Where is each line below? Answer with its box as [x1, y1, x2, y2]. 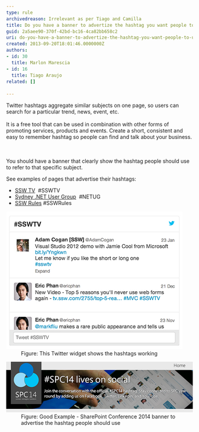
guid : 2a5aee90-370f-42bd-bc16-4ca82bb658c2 [6, 29, 118, 34]
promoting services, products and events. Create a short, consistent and [6, 127, 184, 134]
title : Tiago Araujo [11, 72, 62, 78]
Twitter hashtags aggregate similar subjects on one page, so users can [6, 102, 179, 109]
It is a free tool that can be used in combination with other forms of [6, 121, 169, 128]
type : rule [6, 10, 33, 15]
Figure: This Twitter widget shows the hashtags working [21, 350, 158, 357]
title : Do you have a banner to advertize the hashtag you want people [6, 22, 187, 28]
